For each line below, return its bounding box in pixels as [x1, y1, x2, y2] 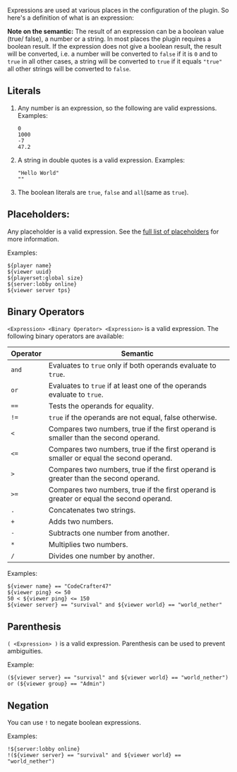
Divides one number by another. [48, 551, 155, 561]
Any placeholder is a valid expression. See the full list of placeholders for [7, 227, 219, 236]
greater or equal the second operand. [48, 494, 173, 504]
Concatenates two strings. [48, 505, 136, 515]
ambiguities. [7, 647, 43, 656]
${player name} [7, 262, 52, 269]
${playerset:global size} [7, 275, 83, 282]
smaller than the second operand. [48, 433, 160, 443]
